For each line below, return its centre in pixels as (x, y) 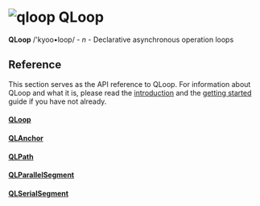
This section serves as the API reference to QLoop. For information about (130, 84)
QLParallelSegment (41, 175)
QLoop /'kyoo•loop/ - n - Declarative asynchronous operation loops (121, 39)
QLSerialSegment (39, 193)
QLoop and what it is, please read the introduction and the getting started (130, 93)
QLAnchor (26, 138)
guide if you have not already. (58, 101)
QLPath (21, 156)
